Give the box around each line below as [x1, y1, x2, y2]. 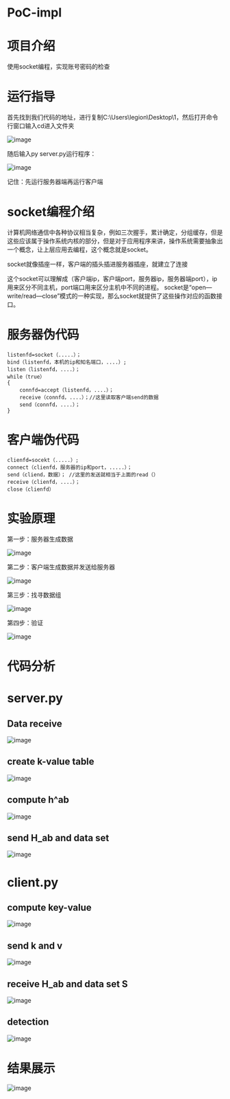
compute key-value [7, 902, 92, 913]
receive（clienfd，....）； [7, 478, 81, 485]
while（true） [7, 373, 46, 380]
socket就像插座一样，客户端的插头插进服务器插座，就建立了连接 [7, 260, 188, 268]
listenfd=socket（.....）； [7, 351, 81, 358]
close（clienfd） [7, 486, 55, 493]
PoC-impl [7, 5, 62, 21]
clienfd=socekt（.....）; [7, 456, 79, 463]
